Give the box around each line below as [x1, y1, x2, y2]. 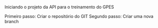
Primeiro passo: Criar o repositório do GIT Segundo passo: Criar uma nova [4, 14, 154, 19]
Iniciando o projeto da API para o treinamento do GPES [4, 4, 114, 10]
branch [4, 19, 19, 24]
